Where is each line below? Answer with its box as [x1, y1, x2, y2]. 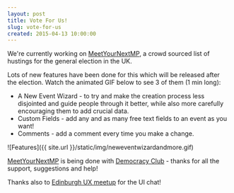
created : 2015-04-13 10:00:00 [7, 30, 97, 37]
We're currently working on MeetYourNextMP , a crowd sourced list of [7, 49, 210, 58]
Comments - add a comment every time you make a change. [17, 129, 194, 138]
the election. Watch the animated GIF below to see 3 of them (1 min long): [7, 78, 221, 87]
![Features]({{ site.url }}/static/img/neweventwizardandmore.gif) [7, 143, 194, 152]
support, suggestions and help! [7, 164, 98, 173]
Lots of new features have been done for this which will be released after [7, 71, 221, 79]
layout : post [7, 10, 46, 18]
